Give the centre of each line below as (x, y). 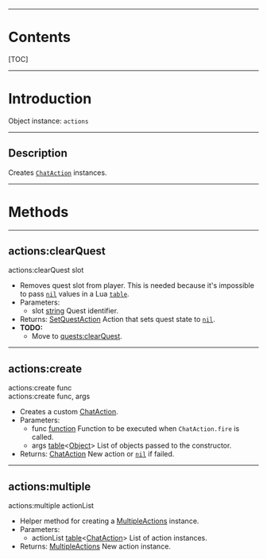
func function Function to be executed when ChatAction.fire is (135, 429)
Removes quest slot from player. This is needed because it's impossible (137, 285)
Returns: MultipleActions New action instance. (95, 546)
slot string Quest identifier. (75, 311)
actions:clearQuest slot (46, 270)
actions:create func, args (49, 396)
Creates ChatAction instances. (58, 173)
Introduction (50, 99)
